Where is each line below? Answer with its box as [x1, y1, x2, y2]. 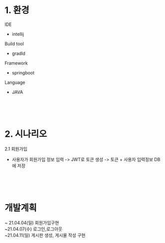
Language [4, 79, 25, 85]
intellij [11, 31, 24, 37]
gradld [11, 50, 26, 56]
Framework [4, 60, 28, 66]
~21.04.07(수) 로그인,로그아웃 [4, 226, 63, 232]
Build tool [4, 40, 24, 46]
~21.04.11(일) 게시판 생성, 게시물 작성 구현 [4, 232, 85, 238]
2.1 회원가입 [4, 146, 28, 152]
